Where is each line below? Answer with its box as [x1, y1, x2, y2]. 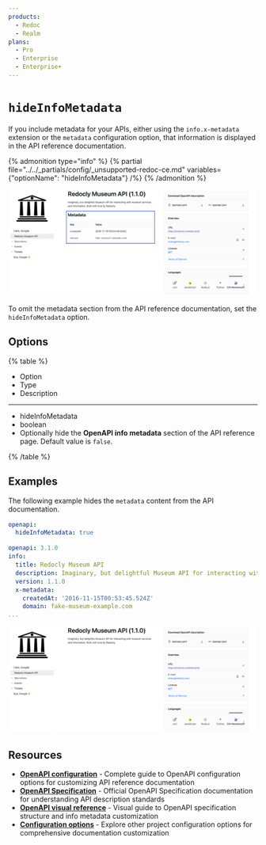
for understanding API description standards [19, 794, 165, 804]
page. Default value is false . [19, 436, 113, 446]
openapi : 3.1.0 [8, 544, 59, 552]
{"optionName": [8, 173, 60, 182]
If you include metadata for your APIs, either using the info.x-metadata [8, 124, 240, 134]
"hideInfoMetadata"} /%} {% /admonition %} [61, 173, 207, 182]
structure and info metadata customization [19, 812, 158, 820]
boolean [19, 420, 47, 429]
